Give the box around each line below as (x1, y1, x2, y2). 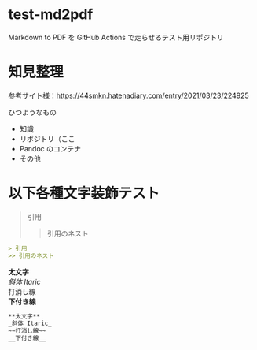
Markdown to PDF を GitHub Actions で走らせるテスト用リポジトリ (8, 32, 224, 42)
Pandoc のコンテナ (19, 143, 81, 153)
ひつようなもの (8, 107, 57, 117)
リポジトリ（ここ (19, 134, 75, 143)
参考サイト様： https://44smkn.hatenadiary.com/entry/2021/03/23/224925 (8, 91, 249, 100)
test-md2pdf (8, 6, 94, 24)
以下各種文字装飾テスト (8, 184, 160, 203)
